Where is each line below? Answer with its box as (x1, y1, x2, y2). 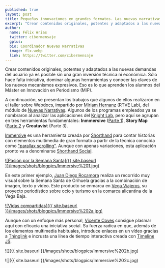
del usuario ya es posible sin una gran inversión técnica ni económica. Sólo (5, 72, 157, 78)
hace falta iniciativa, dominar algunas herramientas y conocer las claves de (5, 77, 158, 83)
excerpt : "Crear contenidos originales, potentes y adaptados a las (5, 21, 148, 26)
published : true (5, 7, 38, 12)
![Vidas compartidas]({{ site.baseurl (5, 203, 78, 209)
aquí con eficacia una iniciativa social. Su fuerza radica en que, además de (5, 223, 156, 229)
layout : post (5, 12, 32, 17)
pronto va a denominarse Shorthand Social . (5, 148, 93, 154)
